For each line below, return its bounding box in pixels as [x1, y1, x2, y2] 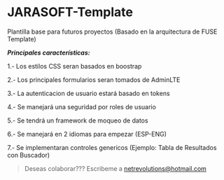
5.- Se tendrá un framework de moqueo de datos [7, 116, 148, 125]
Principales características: [7, 48, 90, 57]
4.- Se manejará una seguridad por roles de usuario [7, 102, 156, 111]
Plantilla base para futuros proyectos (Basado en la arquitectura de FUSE [7, 27, 218, 36]
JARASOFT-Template [7, 4, 133, 20]
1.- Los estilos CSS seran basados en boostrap [7, 62, 142, 70]
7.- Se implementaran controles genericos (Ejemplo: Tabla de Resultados [7, 143, 217, 151]
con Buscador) [7, 151, 50, 159]
